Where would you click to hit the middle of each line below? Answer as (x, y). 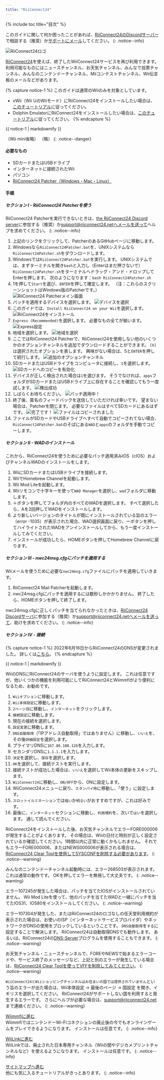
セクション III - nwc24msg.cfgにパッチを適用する (55, 558)
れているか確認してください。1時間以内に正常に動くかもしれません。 (74, 841)
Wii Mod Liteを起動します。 (40, 485)
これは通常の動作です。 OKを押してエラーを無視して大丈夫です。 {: (73, 876)
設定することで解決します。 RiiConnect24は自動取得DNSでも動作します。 (79, 932)
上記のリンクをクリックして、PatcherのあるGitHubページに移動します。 (84, 241)
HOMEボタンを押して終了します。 (55, 600)
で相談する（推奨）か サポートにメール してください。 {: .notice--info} (75, 41)
